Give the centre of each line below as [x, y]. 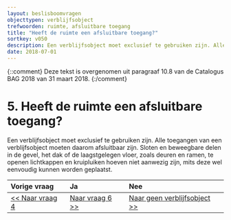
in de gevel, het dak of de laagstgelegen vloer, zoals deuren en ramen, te [110, 155]
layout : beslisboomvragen [44, 13]
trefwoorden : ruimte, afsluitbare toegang [69, 26]
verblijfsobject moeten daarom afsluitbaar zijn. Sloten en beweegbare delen [114, 147]
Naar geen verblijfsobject [170, 198]
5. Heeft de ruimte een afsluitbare [105, 107]
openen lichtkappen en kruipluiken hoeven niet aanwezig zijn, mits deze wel [114, 162]
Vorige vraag [32, 186]
